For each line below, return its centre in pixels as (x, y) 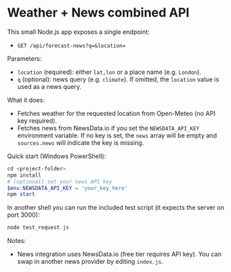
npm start (21, 195)
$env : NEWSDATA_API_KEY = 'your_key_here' (68, 188)
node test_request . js (38, 228)
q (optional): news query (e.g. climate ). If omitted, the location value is (118, 79)
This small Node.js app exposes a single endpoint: (79, 32)
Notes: (17, 241)
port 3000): (23, 215)
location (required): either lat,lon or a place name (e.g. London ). (109, 72)
